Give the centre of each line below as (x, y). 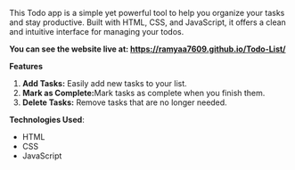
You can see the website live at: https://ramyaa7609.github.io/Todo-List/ (148, 49)
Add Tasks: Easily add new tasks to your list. (104, 83)
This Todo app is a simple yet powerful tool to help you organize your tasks (147, 13)
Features (26, 66)
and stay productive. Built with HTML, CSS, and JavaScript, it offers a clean (148, 22)
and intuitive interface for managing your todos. (97, 32)
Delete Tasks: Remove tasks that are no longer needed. (124, 102)
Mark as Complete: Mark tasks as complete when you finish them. (143, 93)
